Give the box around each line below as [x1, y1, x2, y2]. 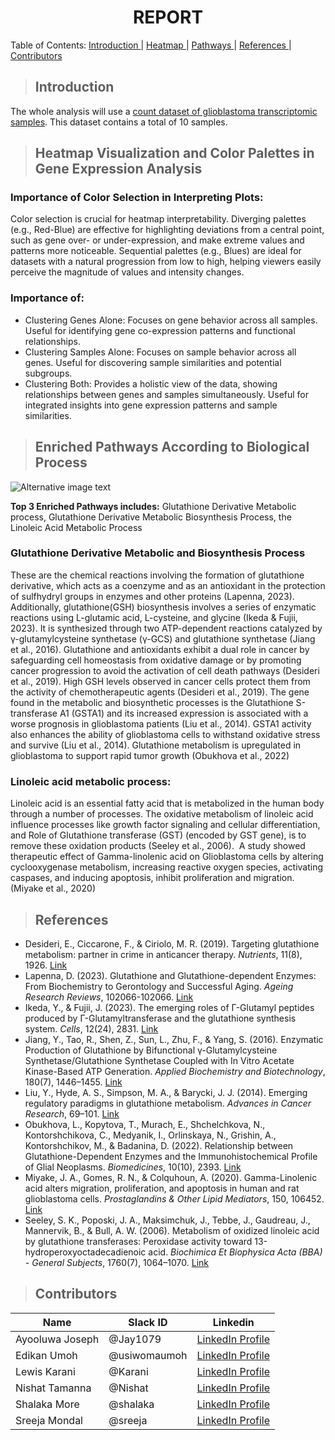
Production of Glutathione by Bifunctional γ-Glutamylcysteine [24, 1044, 278, 1056]
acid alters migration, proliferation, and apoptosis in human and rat [24, 1182, 300, 1194]
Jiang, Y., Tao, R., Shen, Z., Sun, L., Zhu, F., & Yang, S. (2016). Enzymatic [24, 1033, 324, 1045]
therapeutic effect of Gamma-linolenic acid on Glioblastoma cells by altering [10, 851, 324, 863]
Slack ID [128, 1315, 168, 1329]
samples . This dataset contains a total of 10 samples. [10, 116, 228, 128]
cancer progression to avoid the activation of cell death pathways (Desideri [10, 664, 320, 676]
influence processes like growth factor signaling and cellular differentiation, [10, 819, 321, 831]
